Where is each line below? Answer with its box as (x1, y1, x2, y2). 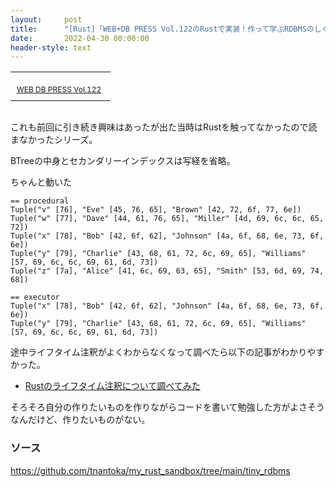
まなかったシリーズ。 (10, 134, 98, 146)
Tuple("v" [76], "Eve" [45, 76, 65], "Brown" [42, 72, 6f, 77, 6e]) (10, 205, 302, 215)
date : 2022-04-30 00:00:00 (10, 33, 150, 43)
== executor (10, 292, 60, 303)
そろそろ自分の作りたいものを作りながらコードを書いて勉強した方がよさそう (10, 401, 325, 413)
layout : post (10, 14, 83, 25)
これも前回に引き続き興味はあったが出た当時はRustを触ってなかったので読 (10, 121, 318, 133)
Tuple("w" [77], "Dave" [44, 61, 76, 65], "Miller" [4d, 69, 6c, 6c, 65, (10, 214, 325, 224)
